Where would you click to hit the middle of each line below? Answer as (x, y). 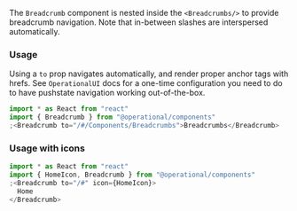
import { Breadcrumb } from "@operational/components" (113, 117)
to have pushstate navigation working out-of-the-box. (107, 93)
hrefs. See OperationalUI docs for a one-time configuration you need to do (146, 83)
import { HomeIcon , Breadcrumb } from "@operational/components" (132, 175)
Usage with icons (47, 148)
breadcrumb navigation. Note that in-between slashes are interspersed (139, 22)
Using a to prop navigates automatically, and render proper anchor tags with (149, 74)
